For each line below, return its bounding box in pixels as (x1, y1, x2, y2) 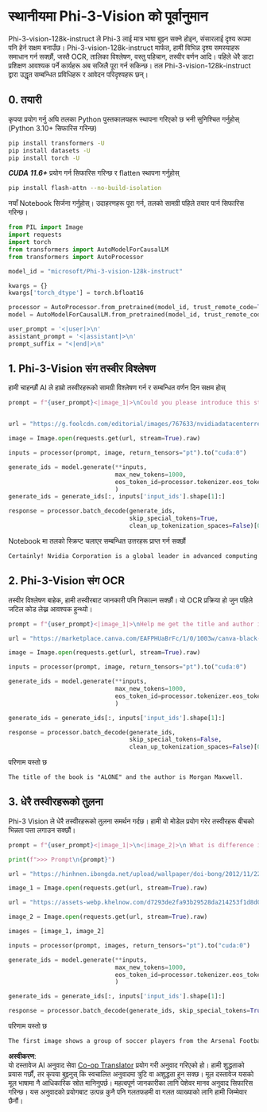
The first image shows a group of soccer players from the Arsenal (8, 1037, 237, 1045)
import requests (8, 231, 62, 239)
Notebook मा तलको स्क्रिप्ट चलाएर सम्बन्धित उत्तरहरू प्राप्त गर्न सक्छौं (8, 536, 187, 545)
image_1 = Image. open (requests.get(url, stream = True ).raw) (8, 884, 208, 893)
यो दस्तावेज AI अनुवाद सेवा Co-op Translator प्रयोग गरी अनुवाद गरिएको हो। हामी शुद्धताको (8, 1060, 245, 1070)
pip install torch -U (8, 154, 80, 162)
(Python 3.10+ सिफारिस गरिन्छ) (8, 123, 98, 133)
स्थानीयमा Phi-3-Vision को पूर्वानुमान (8, 7, 208, 25)
